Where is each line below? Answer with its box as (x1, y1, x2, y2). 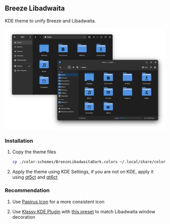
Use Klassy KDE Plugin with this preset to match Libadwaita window (12, 208, 156, 214)
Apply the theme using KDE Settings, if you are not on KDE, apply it (12, 169, 154, 175)
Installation (5, 138, 34, 144)
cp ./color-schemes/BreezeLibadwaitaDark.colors (12, 160, 118, 165)
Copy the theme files (12, 149, 57, 155)
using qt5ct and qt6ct (12, 174, 58, 181)
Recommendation (5, 187, 50, 194)
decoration (12, 214, 35, 220)
